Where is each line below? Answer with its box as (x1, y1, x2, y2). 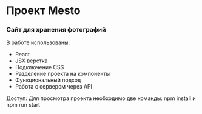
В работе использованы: (6, 39, 70, 46)
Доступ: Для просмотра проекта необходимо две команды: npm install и (6, 95, 196, 102)
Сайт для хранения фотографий (6, 25, 106, 34)
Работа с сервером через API (15, 83, 93, 90)
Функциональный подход (15, 76, 81, 84)
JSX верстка (15, 57, 48, 64)
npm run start (6, 101, 41, 109)
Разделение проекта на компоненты (15, 70, 110, 78)
